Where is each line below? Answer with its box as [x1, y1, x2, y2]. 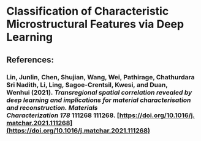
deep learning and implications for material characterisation [6, 96, 191, 104]
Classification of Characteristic [6, 4, 169, 18]
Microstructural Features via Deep [6, 17, 184, 31]
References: [6, 54, 54, 65]
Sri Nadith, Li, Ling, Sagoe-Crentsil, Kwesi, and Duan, [6, 81, 168, 89]
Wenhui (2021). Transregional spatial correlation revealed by [6, 88, 192, 96]
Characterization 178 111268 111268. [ [6, 111, 120, 120]
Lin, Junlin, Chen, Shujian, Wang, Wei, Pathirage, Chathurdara [6, 73, 195, 81]
